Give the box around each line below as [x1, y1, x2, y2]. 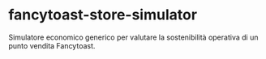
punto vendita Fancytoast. [8, 40, 96, 50]
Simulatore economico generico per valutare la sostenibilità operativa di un [8, 32, 259, 42]
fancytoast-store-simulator [8, 6, 197, 24]
